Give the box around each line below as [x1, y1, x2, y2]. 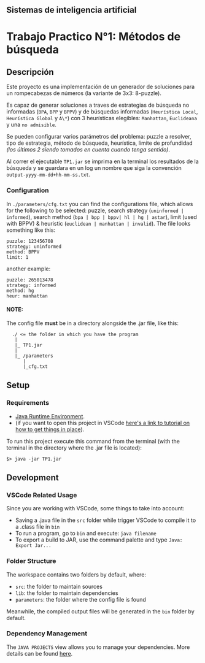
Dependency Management [6, 629, 88, 638]
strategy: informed [6, 282, 56, 288]
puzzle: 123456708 [6, 238, 53, 244]
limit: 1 [6, 254, 29, 260]
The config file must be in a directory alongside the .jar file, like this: [6, 319, 179, 327]
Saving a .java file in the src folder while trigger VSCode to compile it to [15, 516, 196, 524]
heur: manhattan [6, 293, 48, 299]
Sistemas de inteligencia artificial [6, 5, 137, 15]
